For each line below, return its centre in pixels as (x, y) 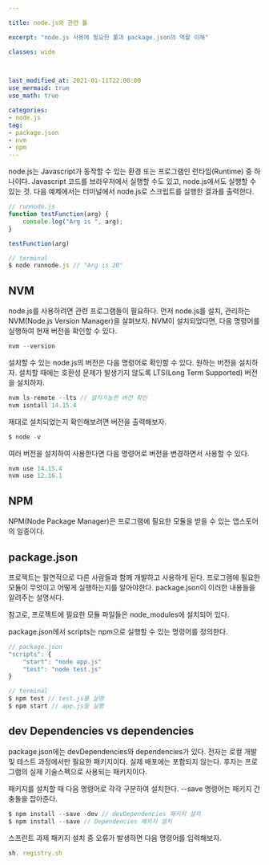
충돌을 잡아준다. (33, 798)
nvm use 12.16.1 (35, 476)
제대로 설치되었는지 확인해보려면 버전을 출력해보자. (88, 422)
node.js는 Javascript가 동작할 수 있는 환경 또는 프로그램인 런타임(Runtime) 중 (130, 171)
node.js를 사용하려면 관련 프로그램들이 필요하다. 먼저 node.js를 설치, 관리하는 (129, 311)
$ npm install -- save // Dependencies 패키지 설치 (90, 821)
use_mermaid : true (39, 88)
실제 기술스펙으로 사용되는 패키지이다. (88, 771)
